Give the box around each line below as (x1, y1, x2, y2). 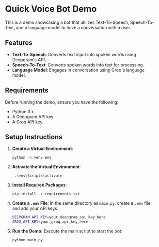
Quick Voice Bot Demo (5, 3, 97, 15)
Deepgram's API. (12, 57, 46, 63)
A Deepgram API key (12, 114, 54, 119)
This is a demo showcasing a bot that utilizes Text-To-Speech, (5, 19, 129, 25)
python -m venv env (12, 155, 52, 160)
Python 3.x (12, 108, 34, 115)
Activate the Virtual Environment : (12, 164, 81, 170)
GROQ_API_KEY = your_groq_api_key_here (12, 219, 89, 224)
